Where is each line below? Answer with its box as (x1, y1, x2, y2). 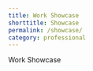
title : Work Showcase (8, 11, 80, 20)
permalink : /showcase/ (8, 26, 83, 34)
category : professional (8, 33, 87, 42)
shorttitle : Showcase (8, 19, 80, 27)
